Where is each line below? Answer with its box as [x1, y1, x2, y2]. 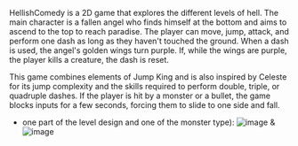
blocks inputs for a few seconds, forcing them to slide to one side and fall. [9, 100, 280, 110]
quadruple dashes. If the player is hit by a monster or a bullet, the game [9, 90, 271, 101]
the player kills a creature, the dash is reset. [9, 55, 169, 65]
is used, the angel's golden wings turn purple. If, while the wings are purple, [9, 45, 287, 56]
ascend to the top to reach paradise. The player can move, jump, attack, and [9, 27, 289, 36]
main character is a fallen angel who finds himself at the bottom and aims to [9, 17, 287, 27]
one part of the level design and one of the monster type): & [21, 117, 276, 127]
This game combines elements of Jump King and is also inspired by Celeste [9, 72, 287, 82]
